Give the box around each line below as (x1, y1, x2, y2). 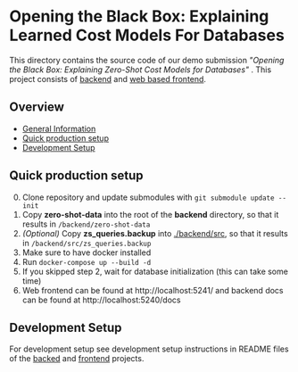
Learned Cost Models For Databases (9, 25, 286, 45)
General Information (21, 123, 96, 134)
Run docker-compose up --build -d (21, 256, 152, 267)
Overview (9, 100, 65, 115)
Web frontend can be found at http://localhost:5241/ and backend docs (21, 285, 284, 295)
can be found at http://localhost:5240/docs (21, 294, 181, 305)
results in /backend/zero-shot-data (21, 219, 151, 229)
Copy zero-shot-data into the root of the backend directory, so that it (21, 209, 279, 219)
